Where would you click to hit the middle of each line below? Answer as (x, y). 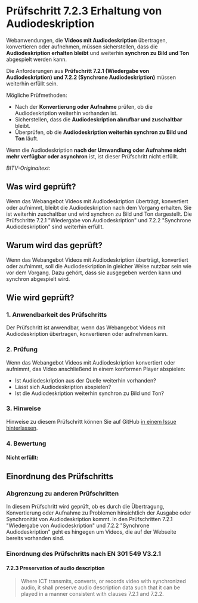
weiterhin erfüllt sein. (32, 83)
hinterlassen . (22, 428)
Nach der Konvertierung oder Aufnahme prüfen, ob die (84, 106)
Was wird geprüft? (41, 187)
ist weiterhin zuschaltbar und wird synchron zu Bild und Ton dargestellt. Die (99, 214)
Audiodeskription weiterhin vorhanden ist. (66, 113)
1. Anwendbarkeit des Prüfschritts (57, 314)
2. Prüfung (22, 350)
